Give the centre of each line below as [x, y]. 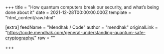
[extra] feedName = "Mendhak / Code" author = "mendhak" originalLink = [81, 27]
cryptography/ [20, 38]
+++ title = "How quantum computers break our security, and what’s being [82, 7]
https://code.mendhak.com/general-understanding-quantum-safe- [76, 32]
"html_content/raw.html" [30, 18]
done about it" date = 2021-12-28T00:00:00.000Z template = [68, 12]
